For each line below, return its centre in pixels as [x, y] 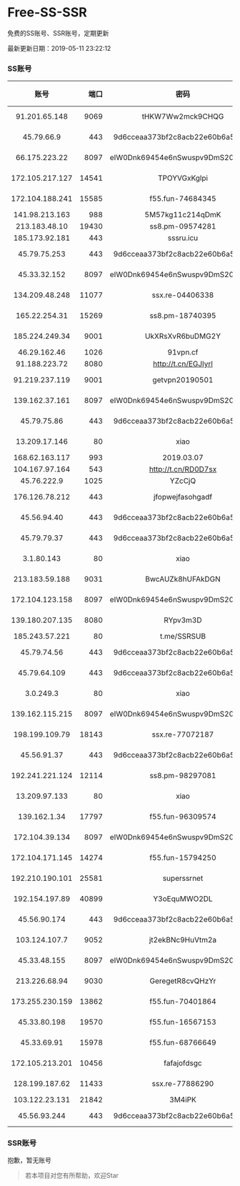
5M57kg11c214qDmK [183, 215]
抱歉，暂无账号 [29, 1160]
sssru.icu [183, 238]
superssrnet [183, 878]
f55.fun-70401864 [183, 1002]
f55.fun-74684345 [183, 199]
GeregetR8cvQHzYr [183, 981]
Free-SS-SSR [47, 13]
